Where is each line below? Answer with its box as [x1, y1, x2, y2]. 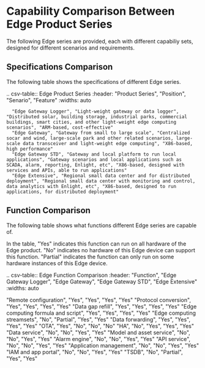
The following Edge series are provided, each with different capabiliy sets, [6, 37, 193, 45]
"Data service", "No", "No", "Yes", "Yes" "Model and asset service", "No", [6, 329, 191, 336]
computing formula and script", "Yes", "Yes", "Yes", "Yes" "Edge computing [6, 309, 196, 317]
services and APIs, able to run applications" [6, 167, 127, 173]
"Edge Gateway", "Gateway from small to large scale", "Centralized [12, 130, 190, 136]
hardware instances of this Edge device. [6, 259, 108, 267]
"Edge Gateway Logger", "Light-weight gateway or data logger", [12, 108, 179, 115]
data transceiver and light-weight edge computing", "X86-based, [22, 140, 193, 146]
